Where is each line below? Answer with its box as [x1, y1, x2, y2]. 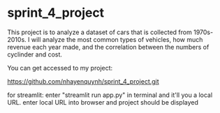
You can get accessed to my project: [7, 63, 113, 72]
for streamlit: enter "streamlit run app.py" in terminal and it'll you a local [7, 91, 213, 99]
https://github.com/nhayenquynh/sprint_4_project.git [7, 77, 159, 85]
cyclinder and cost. [7, 50, 63, 59]
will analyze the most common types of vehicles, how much [31, 35, 203, 43]
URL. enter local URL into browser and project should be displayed [7, 98, 199, 106]
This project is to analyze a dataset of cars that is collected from [7, 28, 192, 36]
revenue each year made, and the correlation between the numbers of [7, 43, 210, 51]
